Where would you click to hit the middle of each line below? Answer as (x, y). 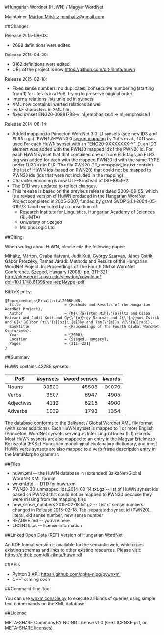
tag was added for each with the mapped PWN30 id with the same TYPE (86, 160)
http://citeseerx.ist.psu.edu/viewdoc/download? (54, 277)
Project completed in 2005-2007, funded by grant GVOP (69, 201)
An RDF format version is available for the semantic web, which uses (74, 544)
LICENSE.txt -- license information (47, 525)
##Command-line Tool (28, 589)
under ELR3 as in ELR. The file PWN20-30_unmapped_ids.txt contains (83, 165)
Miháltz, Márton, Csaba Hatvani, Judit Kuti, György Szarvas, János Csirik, (79, 256)
